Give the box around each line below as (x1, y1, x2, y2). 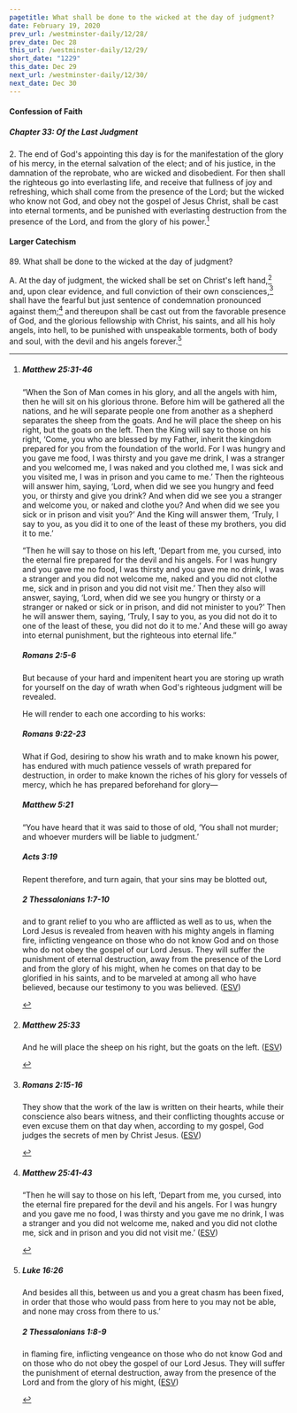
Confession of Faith (9, 106, 83, 117)
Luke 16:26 (21, 1264, 64, 1276)
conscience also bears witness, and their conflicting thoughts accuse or (21, 1111, 285, 1122)
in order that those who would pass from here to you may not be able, (21, 1297, 277, 1308)
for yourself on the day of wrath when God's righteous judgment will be (21, 681, 283, 692)
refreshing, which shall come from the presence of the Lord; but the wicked (9, 187, 285, 198)
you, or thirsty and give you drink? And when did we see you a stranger (21, 490, 283, 501)
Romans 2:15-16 (21, 1080, 83, 1091)
